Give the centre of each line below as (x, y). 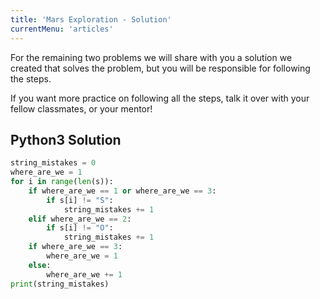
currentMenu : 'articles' (62, 29)
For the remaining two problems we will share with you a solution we (151, 57)
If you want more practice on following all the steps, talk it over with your (160, 98)
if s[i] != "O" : (80, 228)
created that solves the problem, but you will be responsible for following (160, 68)
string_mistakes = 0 (53, 163)
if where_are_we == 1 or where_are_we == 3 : (122, 191)
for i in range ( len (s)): (62, 182)
